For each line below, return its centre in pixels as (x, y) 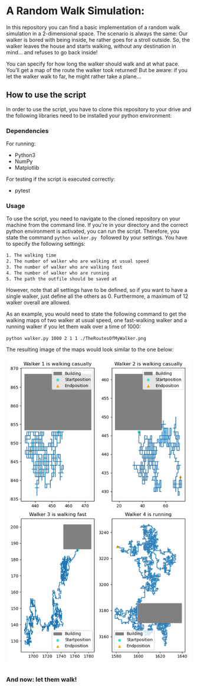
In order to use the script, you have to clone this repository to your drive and (99, 109)
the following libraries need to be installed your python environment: (89, 115)
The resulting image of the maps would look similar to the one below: (90, 349)
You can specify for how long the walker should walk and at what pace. (93, 64)
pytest (22, 191)
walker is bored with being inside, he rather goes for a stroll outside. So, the (98, 40)
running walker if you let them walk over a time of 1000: (74, 327)
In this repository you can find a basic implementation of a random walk (93, 27)
